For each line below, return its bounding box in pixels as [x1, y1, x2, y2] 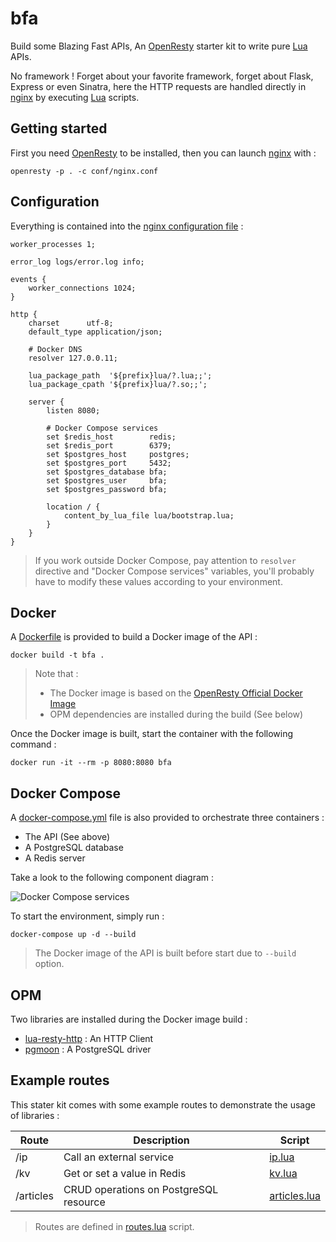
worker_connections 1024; [28, 283, 137, 293]
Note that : [34, 668, 79, 680]
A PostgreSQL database [24, 842, 124, 854]
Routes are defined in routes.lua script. [34, 1220, 195, 1232]
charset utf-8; [28, 318, 114, 328]
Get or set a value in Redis [63, 1166, 187, 1180]
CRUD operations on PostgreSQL [63, 1182, 219, 1196]
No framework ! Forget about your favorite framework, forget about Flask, [10, 70, 314, 82]
